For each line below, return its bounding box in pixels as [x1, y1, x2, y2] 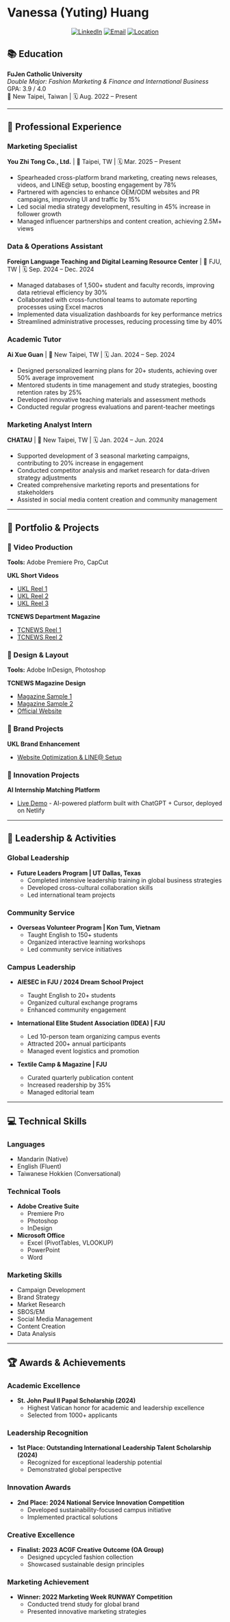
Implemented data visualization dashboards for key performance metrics [16, 310, 222, 318]
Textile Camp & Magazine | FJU [16, 1060, 107, 1068]
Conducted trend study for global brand [27, 1600, 140, 1608]
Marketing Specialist [7, 142, 77, 152]
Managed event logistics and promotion [27, 1047, 140, 1055]
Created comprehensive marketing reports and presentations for [16, 481, 200, 489]
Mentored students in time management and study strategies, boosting [16, 381, 218, 389]
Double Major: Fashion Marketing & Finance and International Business [7, 77, 209, 85]
